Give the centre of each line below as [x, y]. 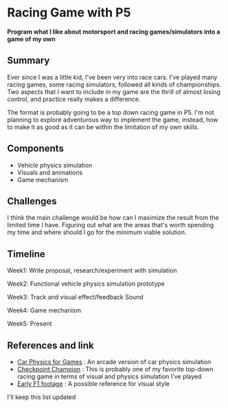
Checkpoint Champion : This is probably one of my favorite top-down [115, 369]
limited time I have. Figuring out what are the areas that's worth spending [111, 225]
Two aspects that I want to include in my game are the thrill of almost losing [114, 91]
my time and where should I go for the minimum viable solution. [97, 232]
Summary [28, 61]
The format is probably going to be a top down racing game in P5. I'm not [111, 112]
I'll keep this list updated [42, 397]
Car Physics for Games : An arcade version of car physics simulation [114, 362]
